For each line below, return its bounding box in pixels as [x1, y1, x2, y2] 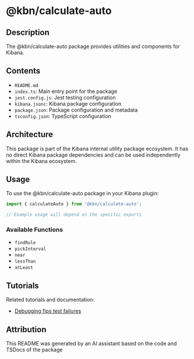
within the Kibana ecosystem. [6, 157, 77, 164]
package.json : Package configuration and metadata [14, 106, 138, 113]
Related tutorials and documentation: [6, 296, 95, 303]
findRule [14, 240, 36, 246]
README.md [14, 82, 39, 88]
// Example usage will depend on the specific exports [6, 212, 142, 218]
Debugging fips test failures [14, 308, 82, 315]
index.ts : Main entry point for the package [14, 88, 118, 95]
